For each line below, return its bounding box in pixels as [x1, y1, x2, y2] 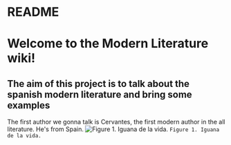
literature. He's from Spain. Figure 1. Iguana [7, 125, 220, 133]
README [7, 4, 59, 20]
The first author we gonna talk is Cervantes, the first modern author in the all [7, 118, 226, 126]
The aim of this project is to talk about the [7, 77, 190, 90]
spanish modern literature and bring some [7, 88, 192, 100]
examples [7, 99, 50, 111]
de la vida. [7, 133, 41, 139]
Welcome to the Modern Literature [7, 36, 209, 52]
